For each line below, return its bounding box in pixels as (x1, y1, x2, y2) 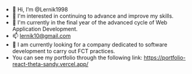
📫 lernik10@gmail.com (12, 32, 71, 39)
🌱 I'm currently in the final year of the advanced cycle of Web (12, 19, 167, 26)
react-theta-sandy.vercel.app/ (12, 61, 89, 67)
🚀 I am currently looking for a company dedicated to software (12, 41, 167, 48)
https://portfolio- (144, 54, 186, 61)
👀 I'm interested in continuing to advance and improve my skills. (12, 12, 174, 20)
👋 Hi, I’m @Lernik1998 (12, 6, 69, 13)
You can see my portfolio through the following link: (12, 54, 143, 61)
